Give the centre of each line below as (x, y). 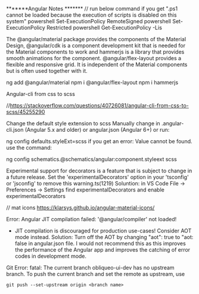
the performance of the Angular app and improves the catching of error (102, 250)
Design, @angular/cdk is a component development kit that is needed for (96, 45)
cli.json (15, 130)
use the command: (29, 148)
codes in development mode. (51, 256)
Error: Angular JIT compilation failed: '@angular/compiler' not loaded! (91, 219)
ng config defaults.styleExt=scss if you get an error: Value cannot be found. (99, 141)
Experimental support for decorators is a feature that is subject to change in (99, 171)
